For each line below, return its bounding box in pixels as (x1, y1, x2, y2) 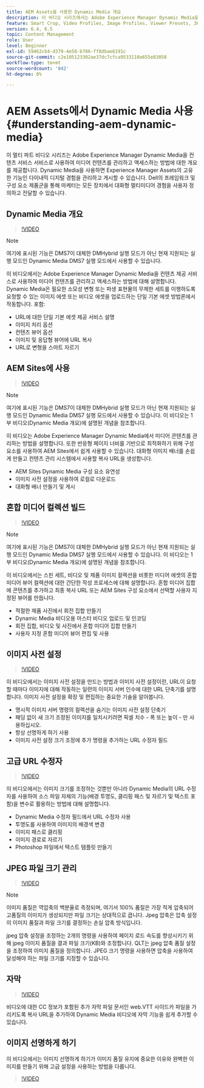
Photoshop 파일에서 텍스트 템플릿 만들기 (15, 843, 112, 851)
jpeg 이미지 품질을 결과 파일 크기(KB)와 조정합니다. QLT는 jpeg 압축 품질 (12, 939, 185, 947)
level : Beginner (6, 43, 47, 49)
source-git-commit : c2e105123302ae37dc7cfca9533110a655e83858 (6, 54, 167, 60)
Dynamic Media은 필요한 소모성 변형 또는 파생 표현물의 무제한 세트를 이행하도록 (6, 285, 196, 292)
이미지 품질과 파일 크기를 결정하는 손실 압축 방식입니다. (12, 919, 143, 926)
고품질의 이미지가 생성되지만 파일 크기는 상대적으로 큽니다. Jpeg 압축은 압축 (6, 911, 186, 919)
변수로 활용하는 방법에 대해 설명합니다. (19, 800, 110, 807)
